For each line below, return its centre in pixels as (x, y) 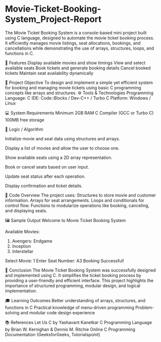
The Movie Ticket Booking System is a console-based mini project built (76, 33)
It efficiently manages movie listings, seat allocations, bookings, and (73, 43)
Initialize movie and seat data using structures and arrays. (62, 138)
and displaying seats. (26, 210)
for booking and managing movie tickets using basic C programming (73, 87)
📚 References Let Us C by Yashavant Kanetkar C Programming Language (79, 322)
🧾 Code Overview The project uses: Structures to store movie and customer (80, 195)
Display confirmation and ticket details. (44, 186)
